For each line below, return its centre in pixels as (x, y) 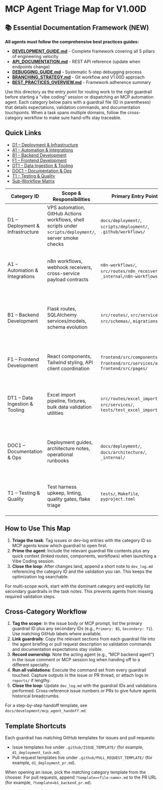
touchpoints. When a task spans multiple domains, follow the (66, 112)
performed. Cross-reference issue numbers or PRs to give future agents (84, 691)
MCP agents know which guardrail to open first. (60, 546)
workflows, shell (66, 220)
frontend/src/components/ (130, 357)
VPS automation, (66, 207)
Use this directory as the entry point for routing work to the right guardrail (79, 92)
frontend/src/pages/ (124, 368)
